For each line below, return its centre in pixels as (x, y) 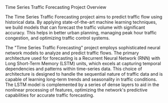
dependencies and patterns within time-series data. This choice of (74, 69)
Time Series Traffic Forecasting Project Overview (56, 7)
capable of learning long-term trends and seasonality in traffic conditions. (81, 79)
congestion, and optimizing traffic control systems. (57, 38)
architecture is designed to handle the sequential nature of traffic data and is (84, 74)
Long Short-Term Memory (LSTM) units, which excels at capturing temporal (83, 63)
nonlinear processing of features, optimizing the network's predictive (76, 90)
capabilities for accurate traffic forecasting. (50, 95)
